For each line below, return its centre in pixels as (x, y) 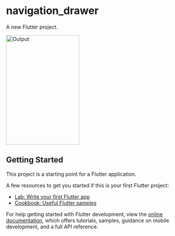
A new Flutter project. (32, 27)
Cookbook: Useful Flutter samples (55, 203)
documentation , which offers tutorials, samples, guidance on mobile (87, 220)
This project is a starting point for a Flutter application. (71, 174)
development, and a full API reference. (52, 227)
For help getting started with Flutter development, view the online (85, 214)
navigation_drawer (52, 11)
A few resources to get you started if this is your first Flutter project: (87, 185)
